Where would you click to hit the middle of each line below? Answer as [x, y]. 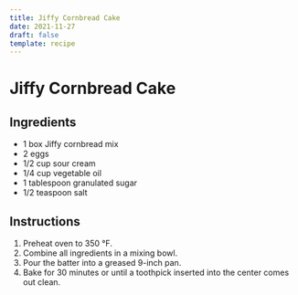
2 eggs [36, 154]
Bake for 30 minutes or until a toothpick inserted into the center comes [156, 273]
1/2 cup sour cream [59, 163]
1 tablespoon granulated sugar [80, 183]
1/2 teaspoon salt [55, 193]
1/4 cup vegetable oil [62, 174]
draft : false [34, 35]
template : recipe [43, 43]
